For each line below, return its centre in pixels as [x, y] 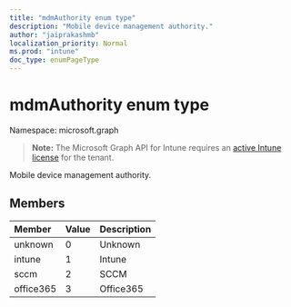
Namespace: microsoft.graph [64, 130]
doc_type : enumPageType [55, 60]
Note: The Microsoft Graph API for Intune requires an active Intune [156, 147]
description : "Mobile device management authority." [111, 26]
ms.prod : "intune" [44, 52]
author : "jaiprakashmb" [55, 35]
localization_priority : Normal [69, 43]
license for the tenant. [73, 157]
